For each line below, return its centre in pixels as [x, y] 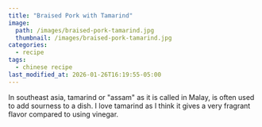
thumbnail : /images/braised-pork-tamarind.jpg [94, 38]
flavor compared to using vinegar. [64, 114]
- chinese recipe [44, 67]
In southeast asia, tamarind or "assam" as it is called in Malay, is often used [131, 97]
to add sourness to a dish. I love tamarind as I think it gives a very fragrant [129, 106]
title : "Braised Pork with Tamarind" [71, 15]
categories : [28, 45]
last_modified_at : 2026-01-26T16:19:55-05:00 [85, 75]
